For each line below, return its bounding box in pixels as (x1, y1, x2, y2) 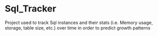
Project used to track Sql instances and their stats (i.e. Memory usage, (5, 19, 153, 25)
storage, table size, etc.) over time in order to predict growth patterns (5, 24, 151, 30)
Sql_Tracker (5, 3, 57, 14)
